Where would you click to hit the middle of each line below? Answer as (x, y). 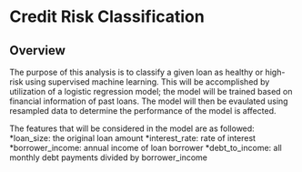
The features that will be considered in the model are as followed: (132, 128)
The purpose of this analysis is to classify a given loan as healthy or (136, 72)
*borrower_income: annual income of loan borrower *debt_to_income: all (146, 148)
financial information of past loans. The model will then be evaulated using (149, 101)
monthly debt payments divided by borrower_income (108, 157)
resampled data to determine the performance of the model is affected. (143, 111)
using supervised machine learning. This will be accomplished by (147, 82)
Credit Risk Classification (107, 17)
